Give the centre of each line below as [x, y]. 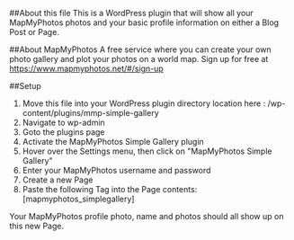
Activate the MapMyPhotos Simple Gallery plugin [113, 142]
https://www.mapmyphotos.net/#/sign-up [86, 68]
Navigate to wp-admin [63, 122]
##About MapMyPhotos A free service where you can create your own [140, 49]
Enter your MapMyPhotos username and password [116, 170]
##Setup [26, 86]
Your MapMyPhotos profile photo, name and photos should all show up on [147, 216]
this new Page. [37, 226]
